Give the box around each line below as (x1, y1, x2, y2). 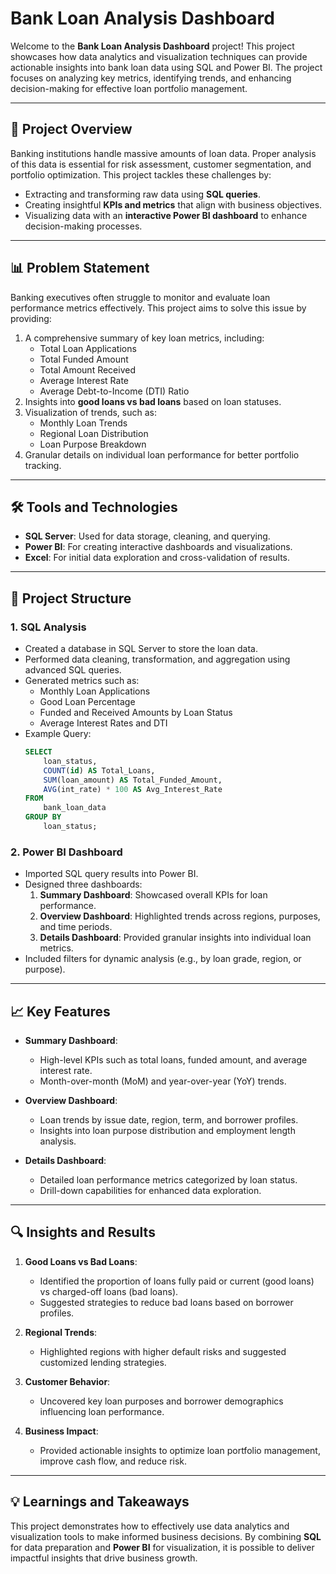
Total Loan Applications (39, 342, 137, 354)
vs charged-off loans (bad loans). (39, 1285, 179, 1297)
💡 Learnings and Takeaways (10, 1493, 190, 1511)
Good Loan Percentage (39, 696, 136, 708)
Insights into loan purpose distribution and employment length (39, 1125, 296, 1137)
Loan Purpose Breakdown (39, 438, 147, 450)
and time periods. (39, 921, 113, 933)
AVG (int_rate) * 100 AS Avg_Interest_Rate (43, 784, 223, 794)
